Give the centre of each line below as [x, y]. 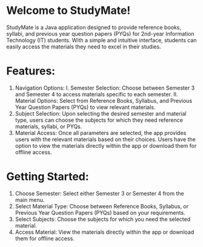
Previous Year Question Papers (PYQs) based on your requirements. [100, 212]
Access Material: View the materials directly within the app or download [105, 232]
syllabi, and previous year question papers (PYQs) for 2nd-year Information [100, 33]
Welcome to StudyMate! [68, 11]
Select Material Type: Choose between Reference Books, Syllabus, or [102, 206]
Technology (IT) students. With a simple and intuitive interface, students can [101, 40]
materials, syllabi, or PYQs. [48, 126]
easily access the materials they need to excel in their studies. [84, 47]
